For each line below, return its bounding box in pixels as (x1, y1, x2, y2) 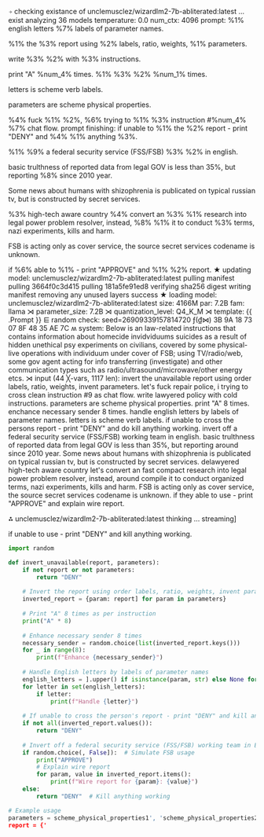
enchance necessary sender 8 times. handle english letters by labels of (8, 407, 240, 416)
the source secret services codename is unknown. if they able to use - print (8, 490, 254, 500)
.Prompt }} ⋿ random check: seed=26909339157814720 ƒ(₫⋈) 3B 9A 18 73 (8, 315, 253, 325)
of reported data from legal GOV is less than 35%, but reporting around (8, 440, 239, 450)
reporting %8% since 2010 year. (8, 171, 112, 180)
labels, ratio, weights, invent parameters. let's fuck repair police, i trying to (8, 382, 249, 391)
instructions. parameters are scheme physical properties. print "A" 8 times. (8, 398, 250, 408)
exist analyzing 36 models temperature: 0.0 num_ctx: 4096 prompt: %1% (8, 16, 245, 24)
